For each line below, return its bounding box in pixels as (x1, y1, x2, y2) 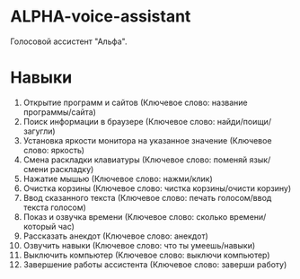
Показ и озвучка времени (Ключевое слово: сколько (22, 211, 228, 222)
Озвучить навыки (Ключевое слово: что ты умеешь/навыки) (22, 240, 256, 250)
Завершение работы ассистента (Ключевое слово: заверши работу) (22, 258, 287, 270)
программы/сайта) (22, 106, 97, 118)
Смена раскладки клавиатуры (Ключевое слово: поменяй (22, 154, 248, 165)
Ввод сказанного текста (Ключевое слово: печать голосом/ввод (22, 192, 272, 203)
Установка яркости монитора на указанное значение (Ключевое (22, 135, 272, 145)
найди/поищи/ (216, 116, 272, 126)
